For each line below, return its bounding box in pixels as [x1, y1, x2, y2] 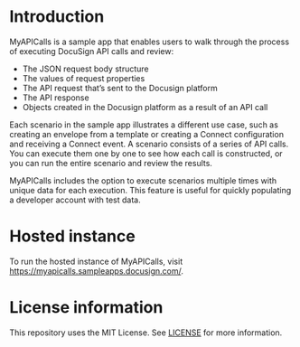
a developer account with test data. [9, 194, 142, 205]
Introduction [9, 6, 105, 27]
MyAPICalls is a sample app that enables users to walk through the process [9, 36, 290, 47]
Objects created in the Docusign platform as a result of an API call [22, 101, 268, 112]
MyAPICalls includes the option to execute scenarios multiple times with [9, 174, 277, 186]
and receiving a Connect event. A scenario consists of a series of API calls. [9, 138, 289, 149]
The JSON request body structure [22, 63, 149, 74]
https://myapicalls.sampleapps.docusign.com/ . [9, 265, 183, 277]
